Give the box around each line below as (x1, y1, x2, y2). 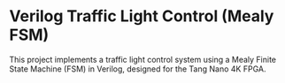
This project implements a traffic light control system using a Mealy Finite (9, 54, 277, 64)
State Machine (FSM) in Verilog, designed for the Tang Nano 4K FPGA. (9, 64, 266, 74)
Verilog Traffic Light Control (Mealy (9, 6, 274, 26)
